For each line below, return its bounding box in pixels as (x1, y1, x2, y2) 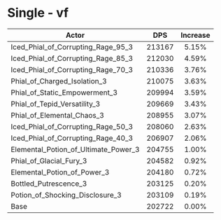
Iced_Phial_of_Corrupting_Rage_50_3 (10, 121, 134, 131)
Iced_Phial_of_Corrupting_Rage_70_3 (10, 64, 134, 74)
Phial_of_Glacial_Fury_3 (10, 156, 87, 165)
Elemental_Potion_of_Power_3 (10, 167, 110, 177)
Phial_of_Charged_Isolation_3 (10, 76, 107, 85)
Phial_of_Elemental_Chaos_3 (10, 110, 105, 120)
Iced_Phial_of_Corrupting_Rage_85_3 (10, 53, 134, 63)
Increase (180, 30, 211, 40)
